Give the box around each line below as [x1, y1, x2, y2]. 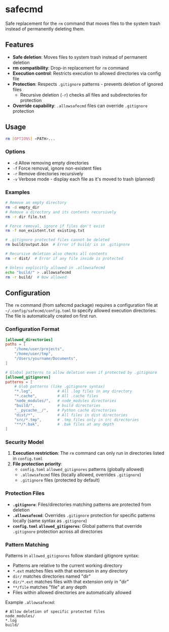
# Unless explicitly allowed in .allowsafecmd [5, 265, 105, 270]
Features [5, 41, 34, 49]
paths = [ [5, 342, 26, 347]
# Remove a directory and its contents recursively [5, 209, 116, 214]
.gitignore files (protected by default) [20, 477, 100, 483]
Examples [5, 188, 30, 196]
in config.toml [12, 456, 43, 462]
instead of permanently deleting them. [5, 25, 85, 31]
